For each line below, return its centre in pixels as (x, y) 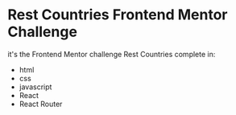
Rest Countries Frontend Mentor (118, 15)
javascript (35, 87)
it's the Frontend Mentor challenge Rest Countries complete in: (112, 54)
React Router (41, 104)
